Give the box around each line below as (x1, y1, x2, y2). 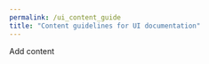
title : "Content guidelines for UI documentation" (9, 21, 201, 30)
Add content (9, 45, 55, 56)
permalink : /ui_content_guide (9, 12, 122, 22)
